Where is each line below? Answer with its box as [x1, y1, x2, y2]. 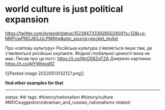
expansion [5, 14, 49, 25]
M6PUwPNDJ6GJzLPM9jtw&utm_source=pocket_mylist [5, 36, 118, 41]
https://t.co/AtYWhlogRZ [5, 61, 55, 67]
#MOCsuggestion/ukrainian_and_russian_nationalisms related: [5, 99, 131, 105]
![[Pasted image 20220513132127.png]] [5, 70, 84, 76]
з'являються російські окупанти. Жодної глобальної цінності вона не [5, 50, 150, 56]
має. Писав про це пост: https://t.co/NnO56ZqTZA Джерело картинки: [5, 55, 152, 61]
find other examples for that [5, 80, 64, 86]
